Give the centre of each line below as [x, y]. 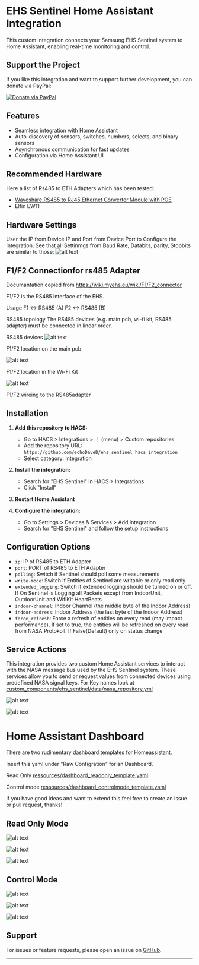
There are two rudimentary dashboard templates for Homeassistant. [89, 752]
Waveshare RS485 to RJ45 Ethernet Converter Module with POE [93, 200]
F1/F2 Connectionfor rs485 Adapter [73, 271]
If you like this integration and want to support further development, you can [99, 79]
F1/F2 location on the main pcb [44, 349]
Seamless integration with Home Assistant [66, 130]
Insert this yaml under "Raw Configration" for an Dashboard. [80, 764]
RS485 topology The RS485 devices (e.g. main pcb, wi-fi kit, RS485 [89, 319]
